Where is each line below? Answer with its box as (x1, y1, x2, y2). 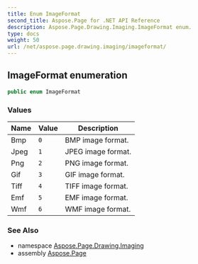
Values (7, 105, 32, 115)
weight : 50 (7, 37, 40, 44)
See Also (7, 225, 39, 235)
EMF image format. (65, 193, 128, 202)
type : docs (7, 30, 40, 38)
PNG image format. (65, 158, 129, 168)
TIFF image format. (65, 181, 128, 191)
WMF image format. (65, 204, 131, 214)
